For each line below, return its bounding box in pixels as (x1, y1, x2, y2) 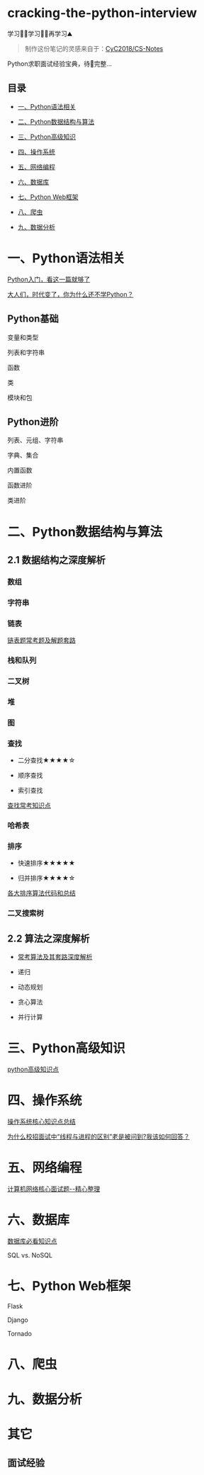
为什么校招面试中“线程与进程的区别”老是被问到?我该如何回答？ (7, 1132, 190, 1141)
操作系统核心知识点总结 (7, 1117, 76, 1126)
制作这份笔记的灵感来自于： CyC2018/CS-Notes (24, 44, 164, 52)
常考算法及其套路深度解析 (17, 952, 93, 961)
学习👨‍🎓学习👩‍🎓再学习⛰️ (7, 29, 73, 38)
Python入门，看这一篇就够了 (7, 275, 91, 283)
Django (7, 1316, 28, 1324)
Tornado (7, 1329, 32, 1338)
